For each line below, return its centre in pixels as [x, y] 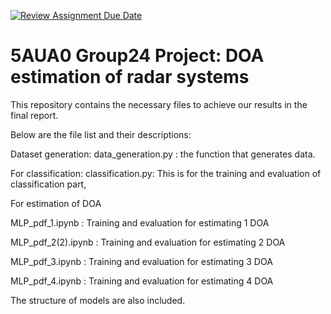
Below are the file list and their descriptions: [101, 134]
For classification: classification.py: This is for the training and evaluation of [166, 173]
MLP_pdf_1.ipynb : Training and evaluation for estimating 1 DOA [140, 222]
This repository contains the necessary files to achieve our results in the [159, 104]
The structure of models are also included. [98, 300]
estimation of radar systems [130, 77]
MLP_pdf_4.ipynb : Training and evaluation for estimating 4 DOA [142, 281]
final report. [34, 115]
